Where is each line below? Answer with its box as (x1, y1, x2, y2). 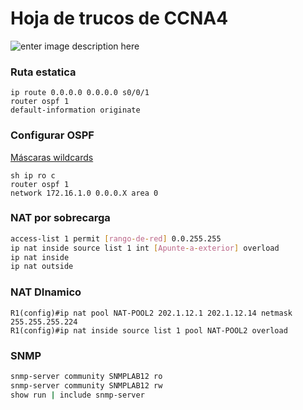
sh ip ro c (10, 170, 56, 181)
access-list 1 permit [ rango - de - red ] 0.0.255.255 (10, 233, 222, 244)
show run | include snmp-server (10, 390, 145, 400)
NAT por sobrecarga (10, 211, 111, 225)
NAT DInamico (10, 285, 82, 299)
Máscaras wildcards (10, 151, 94, 163)
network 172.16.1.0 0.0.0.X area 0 (10, 188, 159, 198)
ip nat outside (10, 262, 74, 272)
